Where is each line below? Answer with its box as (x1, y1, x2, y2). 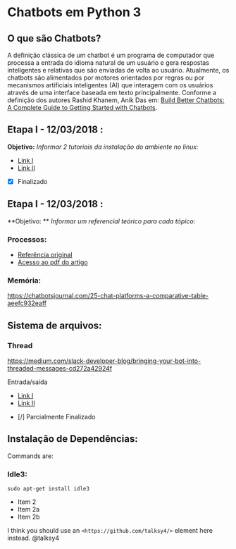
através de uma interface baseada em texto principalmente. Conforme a (7, 89, 217, 97)
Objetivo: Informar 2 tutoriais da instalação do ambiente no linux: (7, 142, 199, 151)
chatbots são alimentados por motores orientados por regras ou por (7, 73, 205, 82)
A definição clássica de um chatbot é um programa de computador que (7, 51, 215, 59)
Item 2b (17, 512, 40, 522)
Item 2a (17, 505, 40, 514)
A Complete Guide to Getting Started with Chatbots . (7, 104, 158, 111)
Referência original (17, 250, 73, 259)
